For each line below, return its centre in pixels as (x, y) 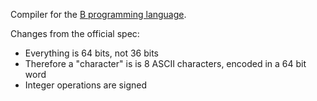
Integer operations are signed (85, 85)
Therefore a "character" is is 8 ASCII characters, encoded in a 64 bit (165, 63)
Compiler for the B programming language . (98, 14)
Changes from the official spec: (75, 33)
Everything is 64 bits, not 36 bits (91, 53)
